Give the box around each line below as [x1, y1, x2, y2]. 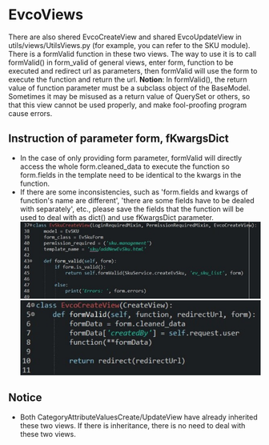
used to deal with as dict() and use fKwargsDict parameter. [19, 212, 215, 222]
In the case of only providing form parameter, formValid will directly [19, 153, 243, 162]
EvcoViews [8, 6, 84, 24]
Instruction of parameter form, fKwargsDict [8, 132, 230, 146]
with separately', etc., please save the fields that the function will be [19, 204, 244, 214]
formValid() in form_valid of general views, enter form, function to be [8, 58, 234, 67]
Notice [8, 391, 42, 405]
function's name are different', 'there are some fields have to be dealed [19, 195, 255, 205]
